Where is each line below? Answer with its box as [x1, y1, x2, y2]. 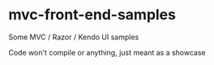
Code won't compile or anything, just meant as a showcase [8, 47, 207, 57]
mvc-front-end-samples [8, 6, 177, 24]
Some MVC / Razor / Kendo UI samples [8, 32, 139, 42]
